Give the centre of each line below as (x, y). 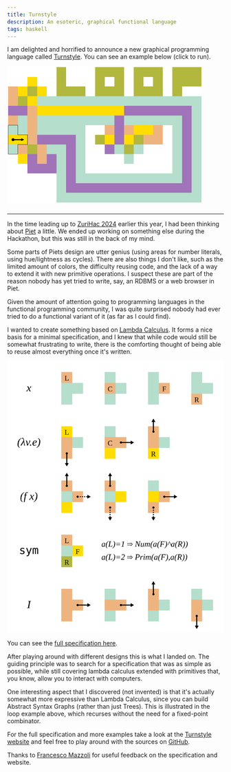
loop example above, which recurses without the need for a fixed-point (108, 714)
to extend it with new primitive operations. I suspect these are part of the (110, 274)
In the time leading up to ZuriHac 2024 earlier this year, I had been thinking (113, 224)
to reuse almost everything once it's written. (69, 352)
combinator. (24, 721)
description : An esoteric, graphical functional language (92, 22)
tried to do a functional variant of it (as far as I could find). (89, 317)
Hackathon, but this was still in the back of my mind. (81, 239)
